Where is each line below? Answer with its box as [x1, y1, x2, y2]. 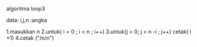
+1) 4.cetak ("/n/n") [6, 35, 54, 41]
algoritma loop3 [6, 5, 46, 12]
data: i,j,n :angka [6, 17, 47, 23]
